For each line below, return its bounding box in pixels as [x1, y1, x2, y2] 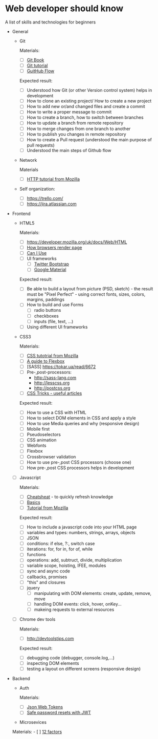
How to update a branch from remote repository [26, 120, 124, 126]
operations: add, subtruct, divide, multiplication [26, 557, 122, 563]
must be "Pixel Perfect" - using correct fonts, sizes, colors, [26, 291, 146, 297]
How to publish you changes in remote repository [26, 131, 126, 137]
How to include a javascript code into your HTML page [26, 524, 137, 530]
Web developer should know [5, 3, 124, 14]
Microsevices [19, 719, 47, 725]
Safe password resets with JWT [26, 710, 91, 716]
